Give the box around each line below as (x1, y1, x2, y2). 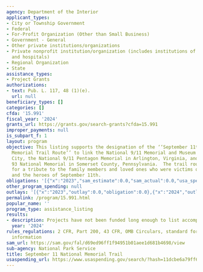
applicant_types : (6, 15, 50, 21)
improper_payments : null (6, 127, 69, 133)
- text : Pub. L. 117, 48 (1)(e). (6, 88, 91, 94)
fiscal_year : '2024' (6, 116, 59, 122)
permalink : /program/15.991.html (6, 194, 91, 201)
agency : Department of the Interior (6, 8, 98, 15)
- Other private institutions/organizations (6, 43, 120, 49)
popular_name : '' (6, 201, 50, 207)
